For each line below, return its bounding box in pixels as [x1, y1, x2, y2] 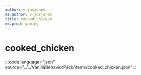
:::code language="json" [5, 59, 55, 65]
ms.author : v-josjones [5, 12, 52, 17]
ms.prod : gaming [5, 21, 39, 26]
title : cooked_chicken [5, 16, 52, 21]
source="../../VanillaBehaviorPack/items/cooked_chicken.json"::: [5, 64, 137, 70]
